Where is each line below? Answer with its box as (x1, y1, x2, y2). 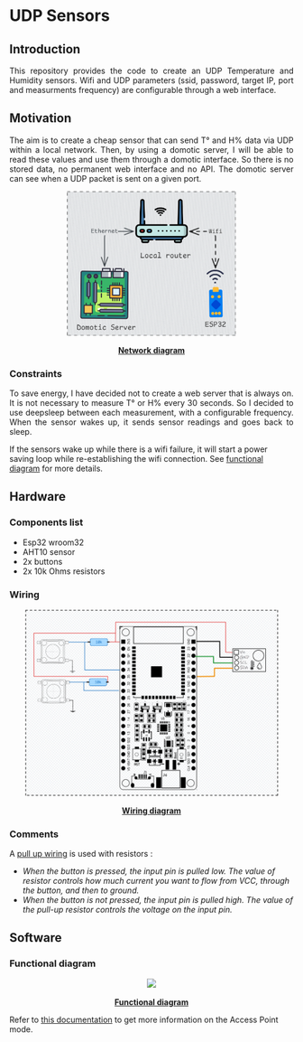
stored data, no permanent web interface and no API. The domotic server (9, 164, 294, 174)
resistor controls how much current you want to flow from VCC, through (22, 876, 290, 887)
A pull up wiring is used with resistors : (9, 849, 153, 859)
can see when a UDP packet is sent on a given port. (9, 173, 202, 183)
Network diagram (117, 344, 186, 355)
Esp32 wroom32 (22, 537, 85, 548)
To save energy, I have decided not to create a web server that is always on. (9, 388, 294, 399)
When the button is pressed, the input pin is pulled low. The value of (22, 866, 276, 877)
